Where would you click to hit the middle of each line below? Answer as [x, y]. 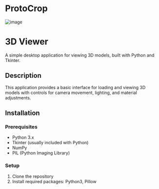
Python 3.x [23, 137]
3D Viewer [27, 42]
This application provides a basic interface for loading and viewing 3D [75, 87]
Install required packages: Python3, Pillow [54, 181]
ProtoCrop [26, 9]
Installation [22, 113]
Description [23, 76]
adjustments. [18, 97]
